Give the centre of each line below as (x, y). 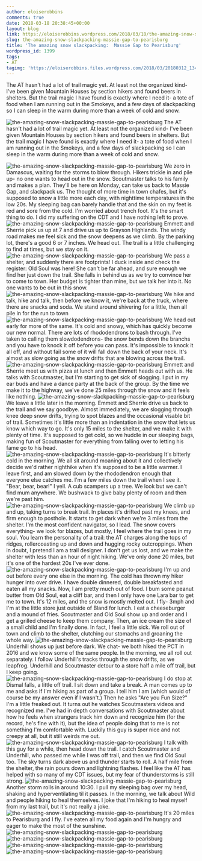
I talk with (176, 743)
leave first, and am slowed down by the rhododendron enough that (89, 473)
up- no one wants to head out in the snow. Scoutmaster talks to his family (97, 179)
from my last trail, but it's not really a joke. (58, 807)
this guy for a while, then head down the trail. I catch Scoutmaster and (93, 749)
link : (13, 34)
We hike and (179, 294)
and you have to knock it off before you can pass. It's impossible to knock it (100, 345)
